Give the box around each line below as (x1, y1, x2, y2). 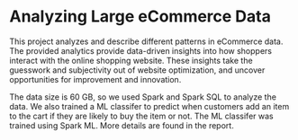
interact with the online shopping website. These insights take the (9, 55, 254, 66)
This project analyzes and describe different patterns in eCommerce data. (9, 36, 284, 47)
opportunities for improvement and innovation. (9, 74, 182, 84)
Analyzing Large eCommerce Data (9, 6, 272, 27)
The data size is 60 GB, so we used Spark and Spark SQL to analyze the (9, 92, 277, 102)
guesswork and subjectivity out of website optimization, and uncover (9, 65, 266, 75)
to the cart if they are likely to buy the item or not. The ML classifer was (9, 110, 274, 121)
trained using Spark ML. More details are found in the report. (9, 119, 234, 131)
